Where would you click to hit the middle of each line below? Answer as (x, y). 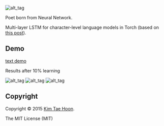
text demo (16, 61)
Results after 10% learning (33, 70)
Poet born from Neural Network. (39, 17)
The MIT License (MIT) (29, 118)
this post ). (16, 33)
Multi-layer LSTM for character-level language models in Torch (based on (82, 27)
